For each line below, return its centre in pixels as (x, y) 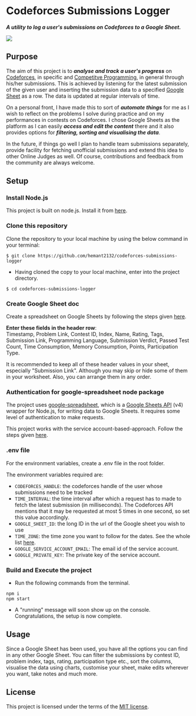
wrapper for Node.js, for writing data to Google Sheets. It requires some (93, 411)
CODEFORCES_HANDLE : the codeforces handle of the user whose (89, 486)
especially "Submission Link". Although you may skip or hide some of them (97, 371)
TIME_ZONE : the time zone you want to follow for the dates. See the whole (102, 536)
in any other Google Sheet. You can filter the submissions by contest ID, (93, 655)
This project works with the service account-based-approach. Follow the (95, 429)
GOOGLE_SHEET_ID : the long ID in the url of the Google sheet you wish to (100, 523)
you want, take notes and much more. (52, 674)
